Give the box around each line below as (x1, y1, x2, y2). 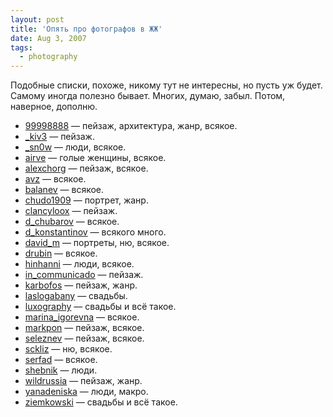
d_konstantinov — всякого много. (24, 226, 167, 238)
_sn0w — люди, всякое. (24, 141, 127, 153)
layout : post (10, 14, 65, 25)
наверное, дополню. (10, 101, 98, 113)
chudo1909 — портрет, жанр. (24, 194, 149, 206)
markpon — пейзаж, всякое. (24, 322, 145, 334)
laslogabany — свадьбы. (24, 290, 128, 302)
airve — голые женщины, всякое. (24, 152, 167, 164)
